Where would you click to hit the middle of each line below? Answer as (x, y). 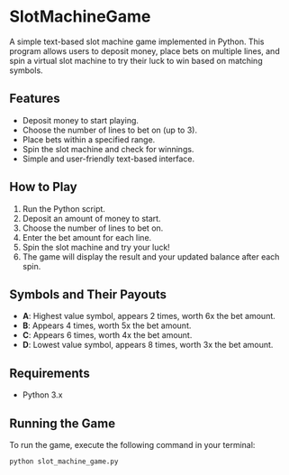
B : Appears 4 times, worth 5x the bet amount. (107, 325)
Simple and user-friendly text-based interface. (108, 159)
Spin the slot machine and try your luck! (96, 247)
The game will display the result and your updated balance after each (151, 256)
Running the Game (62, 423)
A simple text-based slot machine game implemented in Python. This (137, 41)
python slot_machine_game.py (64, 461)
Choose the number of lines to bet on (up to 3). (110, 130)
